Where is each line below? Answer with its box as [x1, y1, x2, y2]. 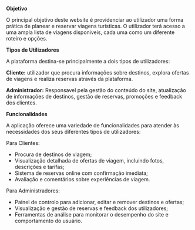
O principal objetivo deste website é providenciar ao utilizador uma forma [6, 16, 184, 23]
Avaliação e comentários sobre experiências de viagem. [14, 176, 150, 182]
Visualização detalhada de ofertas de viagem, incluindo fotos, [14, 157, 164, 164]
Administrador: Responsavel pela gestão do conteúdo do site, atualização [6, 87, 186, 93]
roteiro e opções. [6, 35, 48, 42]
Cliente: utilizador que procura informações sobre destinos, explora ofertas [6, 69, 189, 76]
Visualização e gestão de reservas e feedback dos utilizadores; [14, 205, 169, 212]
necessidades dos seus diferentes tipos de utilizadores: [6, 128, 141, 135]
